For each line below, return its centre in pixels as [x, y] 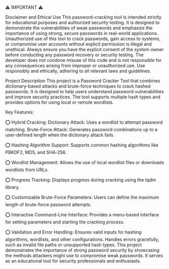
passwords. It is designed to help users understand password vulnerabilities [85, 91]
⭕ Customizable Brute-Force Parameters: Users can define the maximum [82, 197]
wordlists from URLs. [27, 170]
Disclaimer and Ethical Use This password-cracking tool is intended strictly [83, 17]
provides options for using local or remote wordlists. [59, 102]
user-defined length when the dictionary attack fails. [60, 135]
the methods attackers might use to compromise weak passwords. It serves [84, 256]
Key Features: [19, 112]
